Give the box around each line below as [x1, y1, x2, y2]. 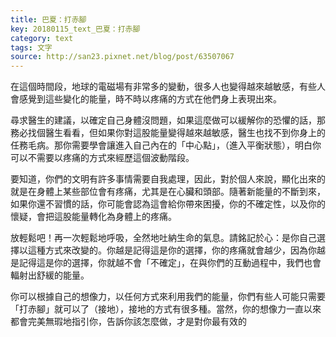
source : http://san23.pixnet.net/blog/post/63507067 [10, 52, 235, 62]
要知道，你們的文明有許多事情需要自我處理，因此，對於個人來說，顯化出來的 [10, 173, 326, 185]
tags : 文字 [10, 42, 53, 53]
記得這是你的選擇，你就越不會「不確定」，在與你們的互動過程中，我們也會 [18, 257, 322, 269]
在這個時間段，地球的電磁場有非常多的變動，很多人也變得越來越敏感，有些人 [10, 81, 326, 93]
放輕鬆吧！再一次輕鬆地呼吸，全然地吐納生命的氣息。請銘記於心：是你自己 [10, 232, 317, 244]
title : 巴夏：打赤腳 [10, 14, 87, 25]
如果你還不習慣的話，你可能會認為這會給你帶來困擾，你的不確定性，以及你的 [10, 198, 326, 210]
